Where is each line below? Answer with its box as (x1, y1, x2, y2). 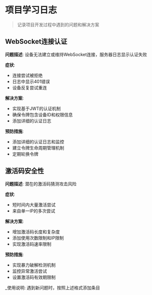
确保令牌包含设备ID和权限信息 (12, 112, 73, 118)
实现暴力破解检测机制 (12, 262, 56, 268)
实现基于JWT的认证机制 (12, 105, 61, 111)
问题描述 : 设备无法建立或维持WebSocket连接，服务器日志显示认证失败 (5, 51, 148, 57)
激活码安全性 (5, 167, 44, 175)
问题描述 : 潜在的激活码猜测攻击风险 (5, 180, 77, 187)
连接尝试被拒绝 (12, 72, 43, 78)
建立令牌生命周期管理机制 (12, 145, 64, 150)
